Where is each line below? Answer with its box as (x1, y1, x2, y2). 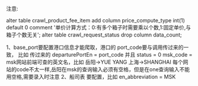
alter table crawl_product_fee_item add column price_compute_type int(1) (6, 17, 186, 24)
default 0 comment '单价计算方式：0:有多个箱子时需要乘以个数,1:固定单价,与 (6, 24, 191, 31)
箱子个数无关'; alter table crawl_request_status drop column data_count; (6, 31, 182, 38)
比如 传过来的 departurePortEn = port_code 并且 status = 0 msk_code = (17, 51, 193, 58)
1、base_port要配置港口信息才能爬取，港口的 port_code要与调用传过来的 (6, 44, 184, 51)
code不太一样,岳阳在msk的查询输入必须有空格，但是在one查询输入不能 (16, 66, 190, 72)
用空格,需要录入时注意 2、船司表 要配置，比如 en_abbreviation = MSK (6, 73, 176, 80)
